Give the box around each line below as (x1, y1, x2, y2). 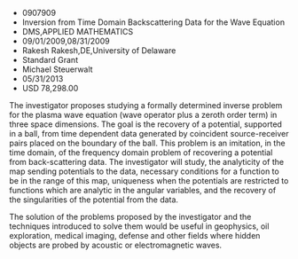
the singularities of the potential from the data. (9, 194, 179, 205)
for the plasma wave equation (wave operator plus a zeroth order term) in (9, 110, 278, 120)
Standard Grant (21, 55, 78, 65)
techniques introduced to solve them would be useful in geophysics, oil (9, 221, 270, 232)
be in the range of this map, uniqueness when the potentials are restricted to (9, 176, 289, 185)
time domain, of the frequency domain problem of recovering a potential (9, 147, 273, 158)
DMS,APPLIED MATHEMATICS (21, 27, 134, 36)
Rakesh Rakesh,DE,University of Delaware (21, 45, 176, 56)
